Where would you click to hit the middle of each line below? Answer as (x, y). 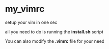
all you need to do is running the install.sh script (54, 32)
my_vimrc (25, 9)
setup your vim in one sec (31, 22)
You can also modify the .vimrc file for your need (55, 41)
